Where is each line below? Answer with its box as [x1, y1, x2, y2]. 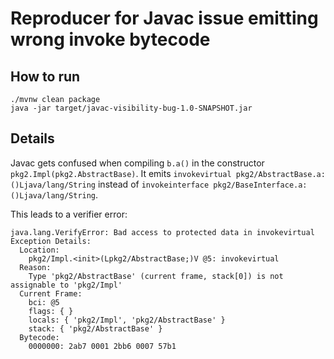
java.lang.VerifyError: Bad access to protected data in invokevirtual [10, 227, 315, 237]
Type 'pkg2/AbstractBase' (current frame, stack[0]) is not [28, 271, 284, 281]
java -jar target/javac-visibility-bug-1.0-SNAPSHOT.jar [10, 103, 253, 113]
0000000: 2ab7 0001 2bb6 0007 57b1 [28, 341, 177, 351]
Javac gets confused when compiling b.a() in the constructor [10, 157, 265, 169]
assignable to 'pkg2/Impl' [10, 280, 123, 290]
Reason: [19, 262, 52, 272]
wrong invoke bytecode [10, 28, 211, 51]
